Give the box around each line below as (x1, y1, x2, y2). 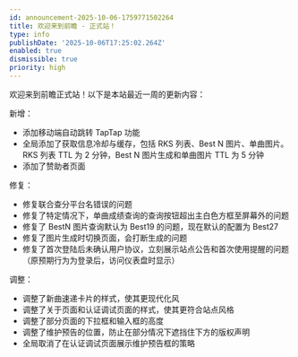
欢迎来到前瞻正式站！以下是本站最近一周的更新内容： (9, 89, 206, 100)
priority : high (9, 64, 66, 73)
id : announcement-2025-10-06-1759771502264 (9, 13, 175, 22)
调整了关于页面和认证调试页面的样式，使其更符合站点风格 (21, 304, 234, 315)
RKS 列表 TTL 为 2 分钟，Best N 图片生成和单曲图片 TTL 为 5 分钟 (21, 149, 265, 160)
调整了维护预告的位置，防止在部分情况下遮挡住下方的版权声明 (21, 327, 251, 337)
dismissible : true (9, 55, 78, 64)
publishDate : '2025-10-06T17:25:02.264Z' (9, 38, 166, 48)
